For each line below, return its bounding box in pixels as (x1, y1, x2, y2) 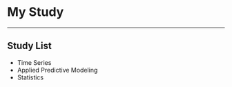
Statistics (17, 73, 44, 81)
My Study (7, 4, 64, 20)
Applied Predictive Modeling (17, 66, 98, 74)
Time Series (17, 58, 52, 66)
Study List (7, 40, 52, 52)
